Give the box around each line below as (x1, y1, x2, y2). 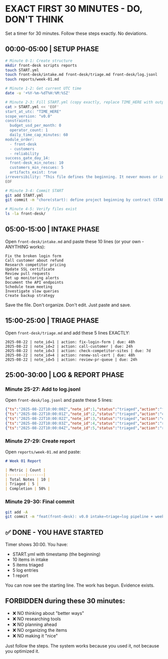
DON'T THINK (5, 14, 64, 25)
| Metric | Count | (5, 468, 46, 473)
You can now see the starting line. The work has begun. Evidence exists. (5, 582, 155, 588)
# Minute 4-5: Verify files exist (5, 206, 77, 211)
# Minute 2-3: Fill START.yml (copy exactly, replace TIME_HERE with (5, 99, 153, 104)
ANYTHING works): (5, 244, 45, 250)
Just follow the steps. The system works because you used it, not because (5, 642, 159, 648)
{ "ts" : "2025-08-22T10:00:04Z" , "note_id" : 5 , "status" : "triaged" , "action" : (5, 425, 160, 430)
